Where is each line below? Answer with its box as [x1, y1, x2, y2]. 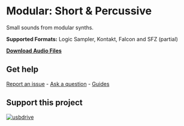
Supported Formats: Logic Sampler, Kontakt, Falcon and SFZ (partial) [6, 35, 179, 42]
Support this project [6, 97, 83, 108]
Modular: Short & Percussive [6, 4, 152, 18]
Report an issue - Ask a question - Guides [6, 80, 110, 87]
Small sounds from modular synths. [6, 24, 94, 31]
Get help [6, 64, 39, 75]
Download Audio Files [6, 47, 62, 54]
